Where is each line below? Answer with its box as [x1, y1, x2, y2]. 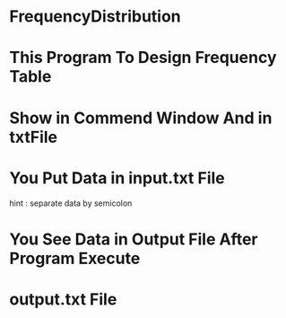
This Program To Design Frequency [9, 48, 277, 68]
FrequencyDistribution [9, 6, 181, 27]
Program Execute [9, 248, 141, 269]
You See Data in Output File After [9, 229, 258, 249]
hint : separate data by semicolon [9, 198, 133, 208]
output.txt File [9, 289, 117, 309]
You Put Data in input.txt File [9, 168, 226, 188]
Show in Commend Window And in [9, 108, 273, 128]
